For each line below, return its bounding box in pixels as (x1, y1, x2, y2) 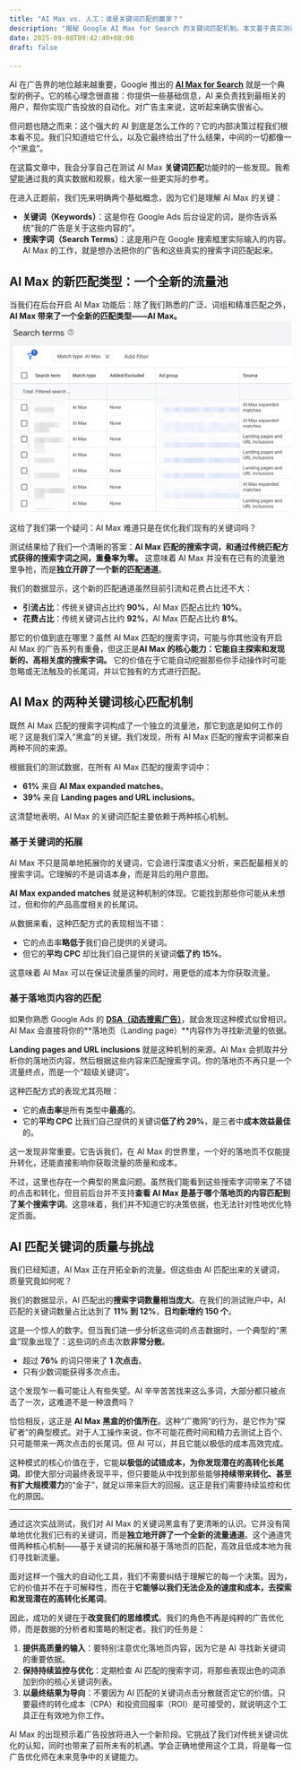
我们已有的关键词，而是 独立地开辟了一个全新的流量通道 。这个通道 (39, 1530, 284, 1540)
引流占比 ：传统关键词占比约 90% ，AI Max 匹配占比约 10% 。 (21, 602, 247, 613)
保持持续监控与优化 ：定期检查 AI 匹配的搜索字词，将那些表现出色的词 (21, 1665, 279, 1676)
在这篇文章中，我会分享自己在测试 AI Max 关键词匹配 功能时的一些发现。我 (9, 162, 283, 173)
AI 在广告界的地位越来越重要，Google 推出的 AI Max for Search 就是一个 (9, 79, 278, 90)
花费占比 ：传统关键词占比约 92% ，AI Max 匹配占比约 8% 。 (21, 613, 244, 624)
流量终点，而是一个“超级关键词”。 (9, 1067, 134, 1078)
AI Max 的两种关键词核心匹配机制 (9, 695, 193, 710)
